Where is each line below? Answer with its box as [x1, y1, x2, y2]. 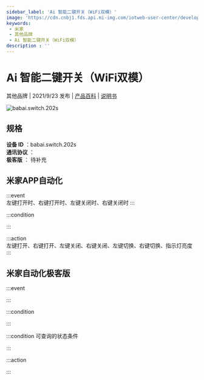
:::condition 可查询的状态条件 [6, 333, 79, 340]
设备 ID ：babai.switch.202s [6, 140, 77, 148]
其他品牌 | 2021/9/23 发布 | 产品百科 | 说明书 [6, 92, 117, 99]
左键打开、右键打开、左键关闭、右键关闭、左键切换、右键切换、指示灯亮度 [6, 242, 192, 249]
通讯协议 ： [6, 148, 35, 156]
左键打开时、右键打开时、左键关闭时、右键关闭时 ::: [6, 199, 135, 207]
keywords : [6, 20, 32, 26]
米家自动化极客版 [6, 268, 70, 278]
